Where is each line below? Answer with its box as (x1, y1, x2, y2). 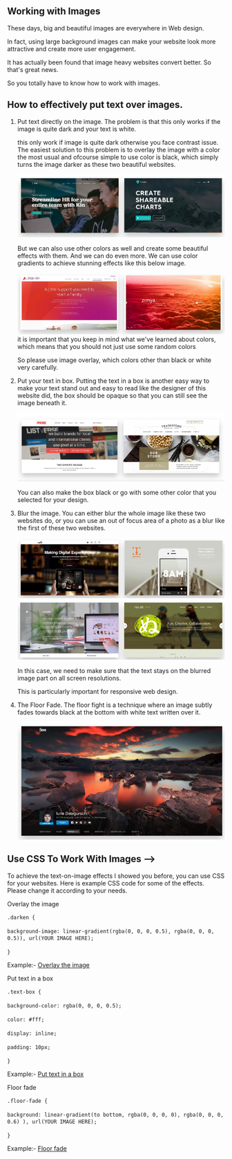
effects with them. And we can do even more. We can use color (17, 251, 198, 260)
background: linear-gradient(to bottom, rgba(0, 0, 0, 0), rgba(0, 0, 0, (7, 1111, 224, 1118)
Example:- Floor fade (7, 1144, 67, 1152)
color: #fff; (7, 1016, 45, 1023)
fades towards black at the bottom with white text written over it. (17, 708, 201, 716)
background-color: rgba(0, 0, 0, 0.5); (7, 1002, 122, 1009)
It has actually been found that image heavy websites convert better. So (7, 58, 212, 66)
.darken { (7, 914, 36, 921)
